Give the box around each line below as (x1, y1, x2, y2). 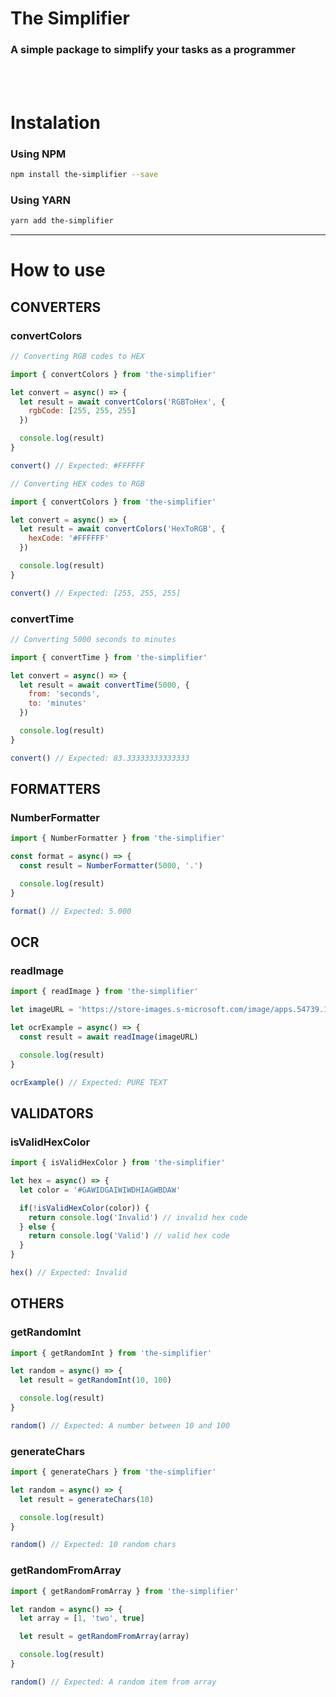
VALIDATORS (10, 1105, 94, 1122)
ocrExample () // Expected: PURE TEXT (10, 1077, 168, 1087)
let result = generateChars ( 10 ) (19, 1494, 155, 1504)
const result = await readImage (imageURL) (19, 1032, 199, 1042)
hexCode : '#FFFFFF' (28, 533, 110, 544)
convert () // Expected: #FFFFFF (10, 460, 145, 471)
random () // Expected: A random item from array (10, 1677, 217, 1687)
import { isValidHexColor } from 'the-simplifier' (10, 1158, 226, 1168)
